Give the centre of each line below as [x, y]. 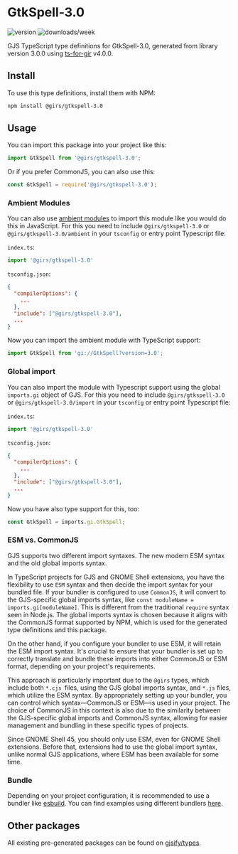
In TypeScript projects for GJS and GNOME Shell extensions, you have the [116, 577]
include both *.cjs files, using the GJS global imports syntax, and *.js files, [119, 688]
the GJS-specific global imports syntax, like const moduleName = [101, 599]
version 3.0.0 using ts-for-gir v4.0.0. [60, 53]
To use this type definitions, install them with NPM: [82, 92]
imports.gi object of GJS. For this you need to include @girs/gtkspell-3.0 [116, 395]
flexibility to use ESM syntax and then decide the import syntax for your [110, 585]
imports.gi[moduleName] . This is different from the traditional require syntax [118, 607]
